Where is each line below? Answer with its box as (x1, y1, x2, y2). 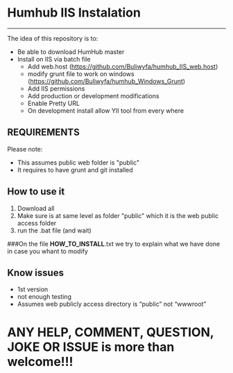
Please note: (7, 145, 43, 153)
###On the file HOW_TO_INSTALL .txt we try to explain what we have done (7, 239, 221, 248)
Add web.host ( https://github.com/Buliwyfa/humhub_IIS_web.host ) (27, 62, 218, 71)
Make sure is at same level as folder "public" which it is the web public (17, 211, 219, 219)
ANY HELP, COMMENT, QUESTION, (7, 324, 214, 340)
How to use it (7, 185, 65, 198)
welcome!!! (7, 354, 74, 370)
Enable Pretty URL (27, 99, 80, 107)
